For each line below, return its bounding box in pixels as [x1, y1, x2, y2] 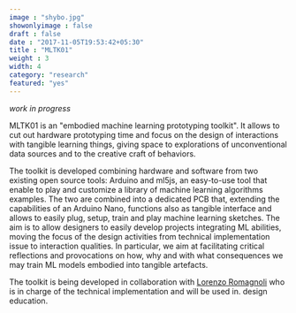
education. [9, 295, 49, 306]
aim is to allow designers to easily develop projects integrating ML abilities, [9, 222, 282, 233]
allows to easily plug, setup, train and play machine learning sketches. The [9, 212, 280, 223]
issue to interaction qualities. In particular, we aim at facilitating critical [9, 240, 265, 251]
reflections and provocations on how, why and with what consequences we [9, 249, 284, 261]
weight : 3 [9, 54, 49, 63]
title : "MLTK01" [9, 46, 73, 55]
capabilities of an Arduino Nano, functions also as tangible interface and [9, 202, 272, 213]
